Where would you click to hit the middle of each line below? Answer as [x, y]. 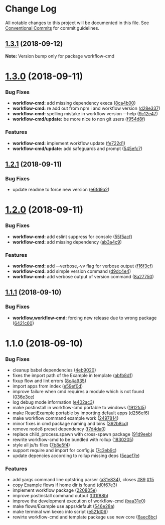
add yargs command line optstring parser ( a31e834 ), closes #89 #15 [83, 480]
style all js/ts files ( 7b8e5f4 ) [41, 445]
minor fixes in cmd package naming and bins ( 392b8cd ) [70, 424]
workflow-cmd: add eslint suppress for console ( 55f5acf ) [72, 237]
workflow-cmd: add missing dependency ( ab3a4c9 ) [67, 242]
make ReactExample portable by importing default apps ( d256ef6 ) [81, 413]
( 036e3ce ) [23, 397]
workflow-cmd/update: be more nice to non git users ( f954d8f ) [79, 119]
